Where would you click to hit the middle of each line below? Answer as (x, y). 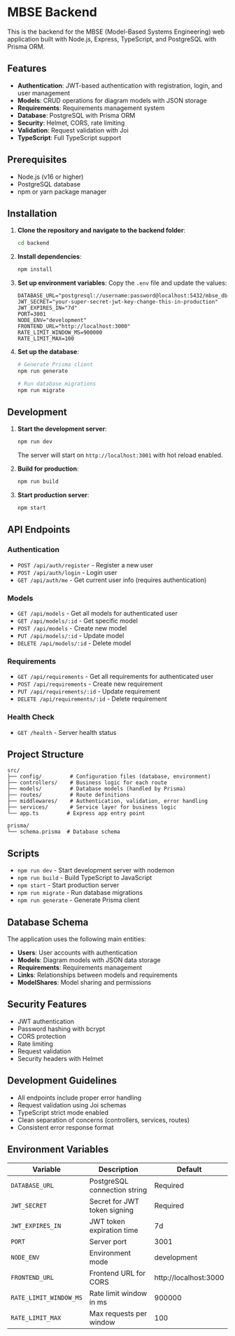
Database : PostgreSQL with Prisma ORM (76, 115)
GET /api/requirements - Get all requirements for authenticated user (115, 677)
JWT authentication (46, 1021)
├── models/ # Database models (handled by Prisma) (97, 789)
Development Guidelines (62, 1081)
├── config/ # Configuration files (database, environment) (109, 777)
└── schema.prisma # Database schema (64, 832)
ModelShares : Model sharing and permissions (84, 983)
